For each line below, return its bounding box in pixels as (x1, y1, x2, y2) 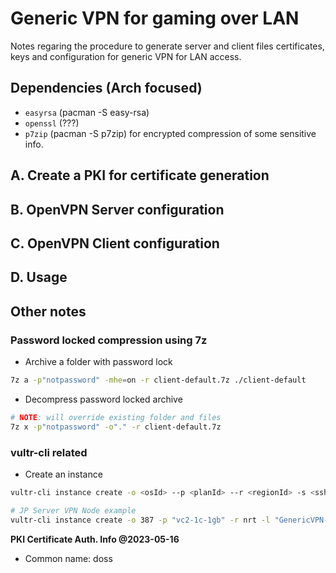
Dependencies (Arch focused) (10, 80, 203, 97)
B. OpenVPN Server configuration (10, 201, 225, 218)
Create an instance (24, 468, 103, 480)
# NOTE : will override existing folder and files (10, 412, 222, 422)
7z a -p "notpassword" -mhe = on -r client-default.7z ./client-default (10, 375, 307, 385)
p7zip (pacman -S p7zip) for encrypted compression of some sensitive (24, 127, 317, 139)
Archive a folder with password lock (24, 356, 173, 367)
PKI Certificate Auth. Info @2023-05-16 (10, 533, 180, 545)
